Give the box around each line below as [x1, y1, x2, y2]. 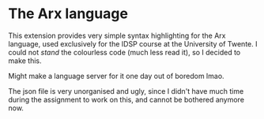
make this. [8, 56, 42, 65]
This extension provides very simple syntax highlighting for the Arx [8, 31, 226, 40]
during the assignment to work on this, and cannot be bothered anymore [8, 95, 245, 104]
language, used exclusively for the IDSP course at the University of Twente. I [8, 39, 258, 48]
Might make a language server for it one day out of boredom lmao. [8, 71, 224, 80]
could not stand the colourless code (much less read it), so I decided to [8, 47, 241, 57]
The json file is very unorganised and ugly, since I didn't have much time [8, 86, 244, 95]
